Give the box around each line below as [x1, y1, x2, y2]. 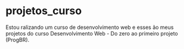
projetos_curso [5, 4, 82, 18]
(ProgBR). [5, 36, 30, 43]
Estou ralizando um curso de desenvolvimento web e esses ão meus [5, 24, 174, 31]
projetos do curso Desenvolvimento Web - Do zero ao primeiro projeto [5, 30, 178, 37]
